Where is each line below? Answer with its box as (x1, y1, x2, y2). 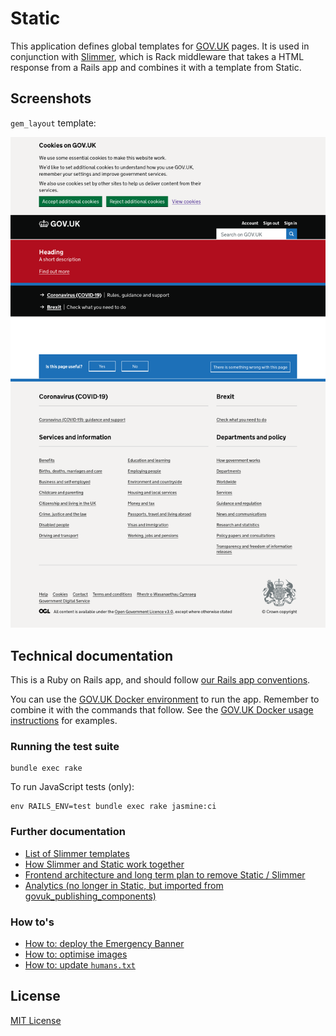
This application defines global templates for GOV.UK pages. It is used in (10, 40, 310, 52)
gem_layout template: (10, 117, 97, 129)
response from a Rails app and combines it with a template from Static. (10, 61, 302, 73)
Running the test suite (10, 740, 120, 754)
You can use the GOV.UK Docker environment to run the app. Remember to (10, 693, 320, 706)
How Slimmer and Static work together (24, 858, 185, 870)
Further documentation (10, 825, 126, 839)
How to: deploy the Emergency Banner (24, 937, 185, 949)
